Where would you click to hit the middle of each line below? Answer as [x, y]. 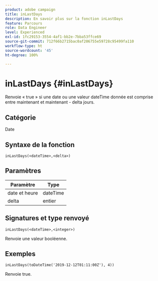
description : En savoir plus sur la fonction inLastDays [64, 19]
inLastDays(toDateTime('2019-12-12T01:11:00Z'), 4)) [60, 265]
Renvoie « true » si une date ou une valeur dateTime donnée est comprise [79, 97]
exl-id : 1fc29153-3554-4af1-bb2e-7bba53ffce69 [53, 37]
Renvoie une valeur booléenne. [36, 238]
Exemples [20, 254]
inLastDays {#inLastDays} [59, 83]
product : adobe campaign [30, 10]
